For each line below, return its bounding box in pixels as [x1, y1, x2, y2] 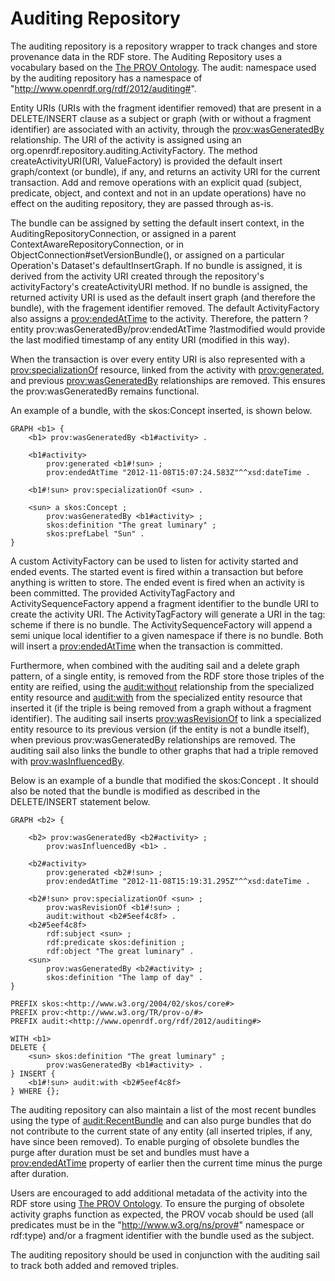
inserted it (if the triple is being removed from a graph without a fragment [10, 702, 312, 714]
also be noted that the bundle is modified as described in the [10, 785, 261, 797]
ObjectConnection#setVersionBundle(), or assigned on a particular [10, 248, 285, 261]
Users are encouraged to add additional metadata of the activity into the [10, 1187, 308, 1199]
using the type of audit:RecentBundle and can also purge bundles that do [10, 1114, 312, 1126]
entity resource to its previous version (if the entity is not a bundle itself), [10, 723, 310, 735]
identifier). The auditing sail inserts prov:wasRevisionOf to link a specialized [10, 712, 322, 724]
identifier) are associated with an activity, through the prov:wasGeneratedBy [10, 123, 325, 135]
